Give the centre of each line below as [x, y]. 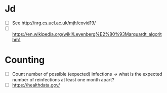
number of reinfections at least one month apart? [63, 80]
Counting [25, 60]
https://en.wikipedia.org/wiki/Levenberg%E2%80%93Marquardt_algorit [87, 34]
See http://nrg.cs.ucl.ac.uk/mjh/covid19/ [54, 23]
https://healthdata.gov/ [36, 85]
